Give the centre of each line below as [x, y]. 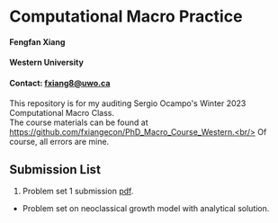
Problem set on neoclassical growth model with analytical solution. [146, 209]
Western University [46, 62]
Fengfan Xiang [37, 41]
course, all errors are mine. [59, 141]
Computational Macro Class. [62, 112]
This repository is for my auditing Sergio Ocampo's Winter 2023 [128, 103]
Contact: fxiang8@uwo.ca [60, 83]
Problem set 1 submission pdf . [78, 192]
